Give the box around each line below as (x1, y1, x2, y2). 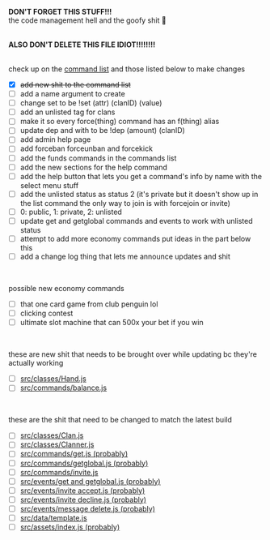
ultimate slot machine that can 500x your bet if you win (19, 318, 204, 328)
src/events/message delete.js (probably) (19, 504, 156, 513)
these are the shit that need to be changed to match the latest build (8, 415, 232, 425)
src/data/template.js (19, 512, 87, 522)
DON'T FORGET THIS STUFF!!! (8, 7, 112, 16)
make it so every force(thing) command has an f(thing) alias (19, 117, 220, 126)
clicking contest (19, 308, 74, 319)
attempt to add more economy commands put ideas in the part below (19, 234, 251, 243)
